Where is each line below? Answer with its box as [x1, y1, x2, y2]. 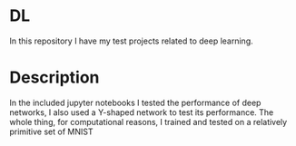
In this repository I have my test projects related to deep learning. [9, 35, 253, 46]
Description [9, 67, 100, 88]
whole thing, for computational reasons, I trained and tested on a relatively [9, 116, 288, 127]
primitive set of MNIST [9, 126, 94, 137]
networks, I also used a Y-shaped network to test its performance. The [9, 106, 274, 118]
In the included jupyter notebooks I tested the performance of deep [9, 97, 261, 108]
